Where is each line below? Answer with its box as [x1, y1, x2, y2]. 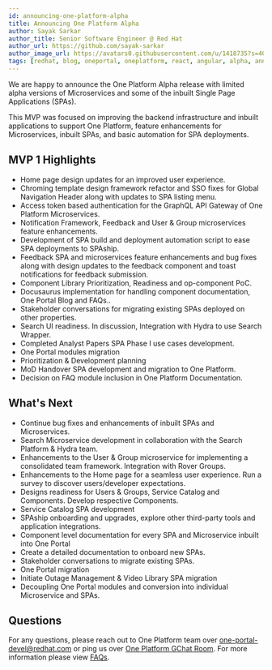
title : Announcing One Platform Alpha [8, 19, 139, 28]
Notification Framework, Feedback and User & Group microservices [19, 217, 246, 227]
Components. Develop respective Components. [19, 496, 179, 505]
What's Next [8, 397, 73, 410]
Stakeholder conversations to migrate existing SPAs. [19, 556, 195, 565]
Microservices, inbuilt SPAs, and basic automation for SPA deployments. [8, 129, 249, 139]
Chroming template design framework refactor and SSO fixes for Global [19, 183, 259, 193]
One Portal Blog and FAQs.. [19, 295, 111, 305]
